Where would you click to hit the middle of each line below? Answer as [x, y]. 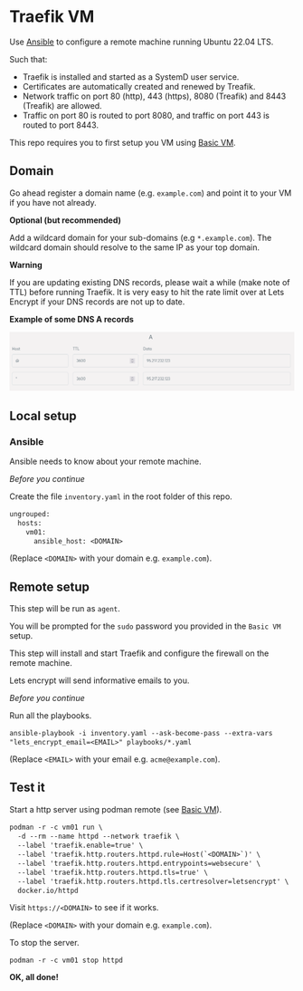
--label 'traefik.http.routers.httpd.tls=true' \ [113, 872]
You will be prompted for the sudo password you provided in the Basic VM [145, 626]
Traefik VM [52, 17]
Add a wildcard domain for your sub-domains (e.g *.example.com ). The [141, 237]
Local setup [43, 415]
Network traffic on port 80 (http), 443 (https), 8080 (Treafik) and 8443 [154, 96]
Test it [27, 788]
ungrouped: [30, 515]
